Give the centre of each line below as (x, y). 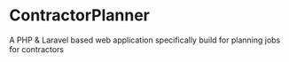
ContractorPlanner (80, 15)
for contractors (37, 49)
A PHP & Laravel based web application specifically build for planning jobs (145, 40)
